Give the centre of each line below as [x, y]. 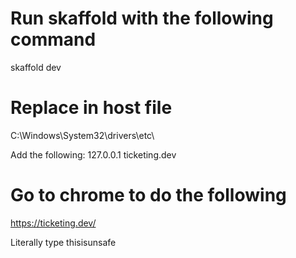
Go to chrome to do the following [148, 195]
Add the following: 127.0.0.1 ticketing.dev [93, 154]
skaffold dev [36, 67]
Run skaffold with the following [142, 18]
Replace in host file [91, 108]
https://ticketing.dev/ [53, 223]
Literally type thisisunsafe [63, 242]
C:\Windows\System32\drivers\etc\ [82, 135]
